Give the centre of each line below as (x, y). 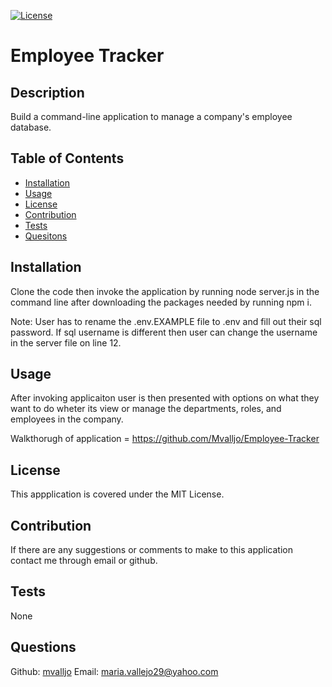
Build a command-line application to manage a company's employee (151, 116)
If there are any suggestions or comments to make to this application (151, 550)
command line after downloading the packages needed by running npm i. (161, 302)
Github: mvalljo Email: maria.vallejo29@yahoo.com (114, 671)
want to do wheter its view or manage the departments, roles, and (146, 409)
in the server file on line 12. (66, 342)
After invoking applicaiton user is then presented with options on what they (165, 398)
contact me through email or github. (84, 561)
